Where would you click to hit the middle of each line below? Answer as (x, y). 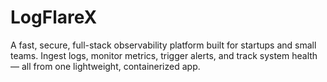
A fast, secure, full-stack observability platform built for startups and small (163, 45)
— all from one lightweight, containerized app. (105, 66)
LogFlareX (54, 17)
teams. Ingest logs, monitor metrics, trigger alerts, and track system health (164, 55)
